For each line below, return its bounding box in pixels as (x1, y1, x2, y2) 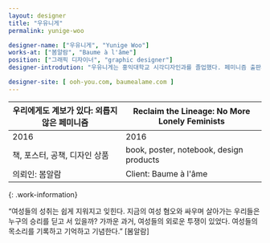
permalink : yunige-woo (8, 26, 84, 34)
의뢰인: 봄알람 (12, 168, 62, 180)
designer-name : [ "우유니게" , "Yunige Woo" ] (8, 41, 150, 49)
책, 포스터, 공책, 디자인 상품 (12, 149, 109, 160)
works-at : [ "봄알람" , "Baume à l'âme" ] (8, 49, 137, 57)
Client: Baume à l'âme (125, 168, 208, 179)
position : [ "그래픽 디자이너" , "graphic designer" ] (8, 56, 174, 64)
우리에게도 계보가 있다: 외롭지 (12, 105, 118, 116)
